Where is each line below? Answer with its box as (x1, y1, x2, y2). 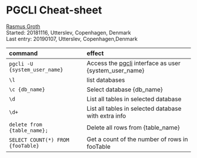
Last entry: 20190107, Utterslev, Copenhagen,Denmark (6, 35, 138, 42)
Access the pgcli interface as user (87, 59, 181, 67)
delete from (9, 121, 43, 128)
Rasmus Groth (6, 23, 40, 30)
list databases (87, 75, 125, 84)
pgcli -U (9, 60, 33, 67)
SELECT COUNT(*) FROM (9, 136, 69, 143)
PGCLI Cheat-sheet (6, 4, 103, 17)
